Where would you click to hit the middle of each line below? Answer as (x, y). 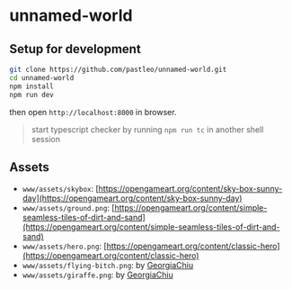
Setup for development (75, 49)
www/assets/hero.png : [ (64, 246)
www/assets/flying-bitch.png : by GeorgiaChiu (108, 266)
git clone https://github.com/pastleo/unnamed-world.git (118, 69)
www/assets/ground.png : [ (68, 208)
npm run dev (31, 95)
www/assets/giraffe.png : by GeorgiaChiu (97, 275)
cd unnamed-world (42, 77)
